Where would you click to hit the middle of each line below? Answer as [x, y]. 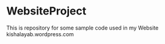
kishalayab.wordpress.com [40, 34]
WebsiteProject [46, 11]
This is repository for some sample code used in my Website [82, 28]
